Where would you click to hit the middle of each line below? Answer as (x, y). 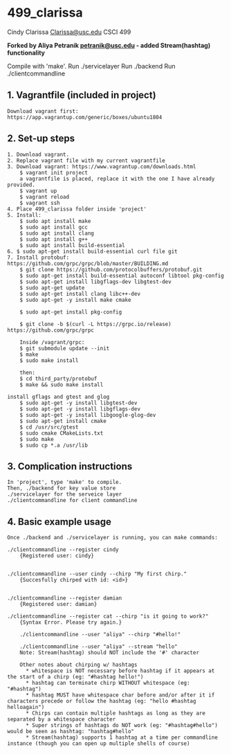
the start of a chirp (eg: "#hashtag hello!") (75, 677)
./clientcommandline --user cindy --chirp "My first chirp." (97, 574)
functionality (26, 53)
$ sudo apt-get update (52, 288)
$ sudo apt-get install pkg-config (71, 312)
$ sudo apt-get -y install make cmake (75, 300)
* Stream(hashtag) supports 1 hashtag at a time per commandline (121, 738)
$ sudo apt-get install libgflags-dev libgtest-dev (95, 282)
